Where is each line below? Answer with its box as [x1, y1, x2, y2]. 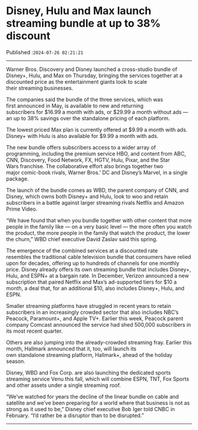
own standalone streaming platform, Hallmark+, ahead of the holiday [6, 351, 173, 358]
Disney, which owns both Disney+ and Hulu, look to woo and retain [6, 193, 169, 200]
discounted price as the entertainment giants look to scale [6, 78, 147, 85]
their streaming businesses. [6, 84, 74, 91]
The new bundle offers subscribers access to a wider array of [6, 143, 156, 151]
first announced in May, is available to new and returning [6, 102, 144, 109]
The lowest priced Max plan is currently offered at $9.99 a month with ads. [6, 126, 187, 133]
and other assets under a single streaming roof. [6, 382, 121, 389]
